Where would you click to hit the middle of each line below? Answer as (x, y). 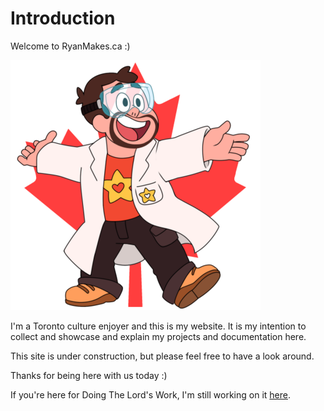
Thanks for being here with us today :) (89, 375)
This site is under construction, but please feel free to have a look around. (162, 356)
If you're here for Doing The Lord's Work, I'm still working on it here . (150, 394)
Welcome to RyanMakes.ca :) (70, 46)
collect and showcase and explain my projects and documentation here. (158, 336)
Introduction (63, 18)
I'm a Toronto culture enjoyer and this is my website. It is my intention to (158, 326)
